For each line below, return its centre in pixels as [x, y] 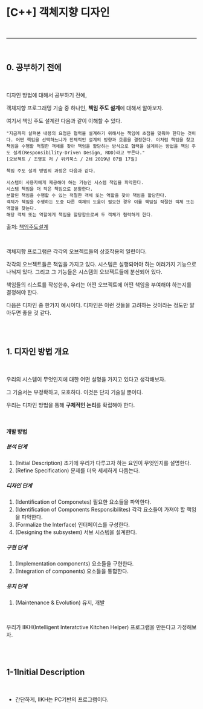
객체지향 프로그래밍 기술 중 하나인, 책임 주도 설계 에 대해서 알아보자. [85, 108]
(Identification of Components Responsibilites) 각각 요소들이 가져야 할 [100, 510]
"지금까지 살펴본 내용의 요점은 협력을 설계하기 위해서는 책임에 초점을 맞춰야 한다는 [96, 133]
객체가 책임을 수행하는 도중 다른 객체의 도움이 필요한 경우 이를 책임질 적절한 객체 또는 [100, 202]
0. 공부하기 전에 [34, 68]
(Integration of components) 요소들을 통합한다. [72, 571]
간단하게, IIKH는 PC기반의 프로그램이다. [62, 699]
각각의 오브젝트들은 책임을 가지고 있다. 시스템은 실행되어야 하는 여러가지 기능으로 [101, 264]
